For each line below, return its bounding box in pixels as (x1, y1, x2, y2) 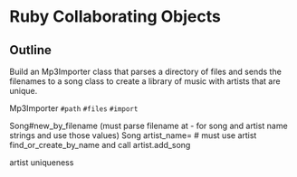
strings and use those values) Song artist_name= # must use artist (9, 130, 257, 141)
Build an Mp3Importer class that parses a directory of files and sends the (9, 66, 283, 77)
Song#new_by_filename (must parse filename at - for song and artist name (9, 120, 288, 131)
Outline (9, 42, 52, 58)
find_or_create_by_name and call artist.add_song (9, 140, 191, 150)
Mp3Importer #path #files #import (9, 103, 139, 114)
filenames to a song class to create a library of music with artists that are (9, 76, 281, 87)
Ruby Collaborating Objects (9, 6, 222, 27)
